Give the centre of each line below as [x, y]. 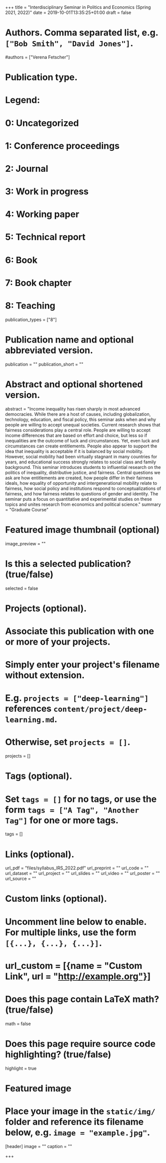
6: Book [21, 260]
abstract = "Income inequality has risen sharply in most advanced [73, 408]
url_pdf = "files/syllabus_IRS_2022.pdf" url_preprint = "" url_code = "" [77, 868]
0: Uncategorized [42, 123]
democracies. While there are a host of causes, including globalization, [78, 414]
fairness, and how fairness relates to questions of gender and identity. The [82, 493]
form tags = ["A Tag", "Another [72, 810]
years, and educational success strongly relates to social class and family [81, 462]
